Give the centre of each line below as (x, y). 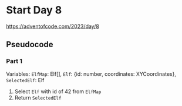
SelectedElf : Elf (25, 80)
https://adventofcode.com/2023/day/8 (53, 26)
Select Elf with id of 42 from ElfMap (58, 91)
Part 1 (14, 61)
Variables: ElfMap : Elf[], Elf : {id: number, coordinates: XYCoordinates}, (91, 74)
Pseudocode (30, 45)
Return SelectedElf (38, 97)
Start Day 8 (34, 10)
